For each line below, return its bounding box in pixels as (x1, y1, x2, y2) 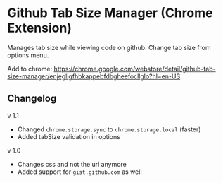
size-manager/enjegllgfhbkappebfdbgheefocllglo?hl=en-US (7, 72, 181, 81)
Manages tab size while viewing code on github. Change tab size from (7, 43, 211, 52)
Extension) (7, 20, 72, 36)
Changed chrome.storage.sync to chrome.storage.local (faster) (17, 125, 201, 134)
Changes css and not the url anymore (17, 160, 127, 168)
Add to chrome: (7, 64, 53, 73)
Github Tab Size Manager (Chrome (7, 5, 213, 21)
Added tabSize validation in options (17, 132, 121, 141)
